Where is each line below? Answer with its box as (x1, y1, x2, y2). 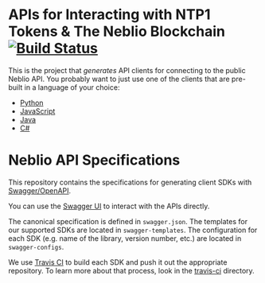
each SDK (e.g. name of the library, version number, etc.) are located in (8, 233, 242, 243)
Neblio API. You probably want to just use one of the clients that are (8, 74, 230, 83)
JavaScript (19, 106, 56, 116)
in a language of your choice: (24, 82, 120, 92)
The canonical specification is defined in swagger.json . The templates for (8, 216, 248, 226)
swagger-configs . (8, 242, 64, 251)
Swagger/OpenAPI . (8, 185, 72, 196)
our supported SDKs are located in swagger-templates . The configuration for (8, 225, 258, 235)
